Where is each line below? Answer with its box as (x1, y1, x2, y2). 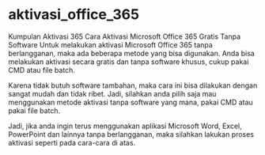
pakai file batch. (8, 105, 61, 115)
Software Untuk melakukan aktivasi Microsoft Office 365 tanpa (8, 40, 214, 49)
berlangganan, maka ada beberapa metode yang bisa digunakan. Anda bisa (8, 48, 255, 58)
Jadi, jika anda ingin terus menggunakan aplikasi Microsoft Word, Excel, (8, 121, 243, 130)
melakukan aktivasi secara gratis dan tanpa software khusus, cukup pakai (8, 57, 249, 66)
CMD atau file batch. (8, 65, 75, 74)
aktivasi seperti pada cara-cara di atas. (8, 138, 136, 147)
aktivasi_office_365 (8, 6, 140, 24)
